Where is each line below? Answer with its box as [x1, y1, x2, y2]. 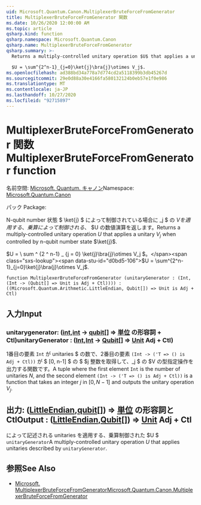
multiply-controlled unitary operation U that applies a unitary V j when [6, 230, 176, 239]
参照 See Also [6, 464, 56, 474]
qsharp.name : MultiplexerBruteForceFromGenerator [6, 43, 133, 49]
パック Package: [6, 203, 47, 210]
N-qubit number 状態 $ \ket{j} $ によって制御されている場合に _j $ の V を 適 [6, 216, 191, 223]
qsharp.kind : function [6, 31, 63, 37]
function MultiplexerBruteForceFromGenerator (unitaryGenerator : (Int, [6, 275, 191, 282]
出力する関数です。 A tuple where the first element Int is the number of [6, 365, 181, 373]
